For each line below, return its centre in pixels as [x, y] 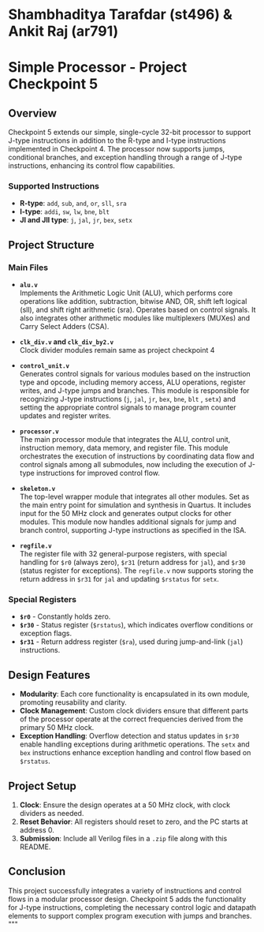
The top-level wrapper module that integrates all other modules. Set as [134, 497]
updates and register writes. [65, 416]
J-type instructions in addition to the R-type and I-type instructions [117, 140]
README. [35, 847]
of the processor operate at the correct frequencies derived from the [131, 719]
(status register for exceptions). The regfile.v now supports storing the [136, 571]
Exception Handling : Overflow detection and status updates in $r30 [129, 736]
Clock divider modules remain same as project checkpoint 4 [117, 350]
